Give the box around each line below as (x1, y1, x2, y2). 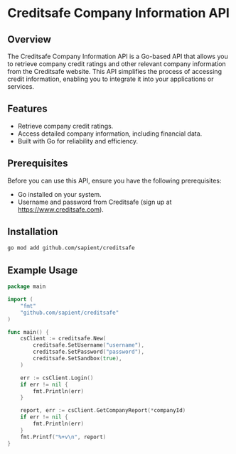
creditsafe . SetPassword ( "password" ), (33, 348, 144, 356)
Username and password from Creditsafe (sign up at (17, 198, 172, 206)
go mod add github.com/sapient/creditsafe (7, 244, 135, 252)
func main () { (7, 328, 50, 335)
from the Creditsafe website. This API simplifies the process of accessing (7, 67, 222, 75)
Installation (7, 226, 58, 238)
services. (7, 82, 34, 90)
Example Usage (7, 264, 78, 276)
